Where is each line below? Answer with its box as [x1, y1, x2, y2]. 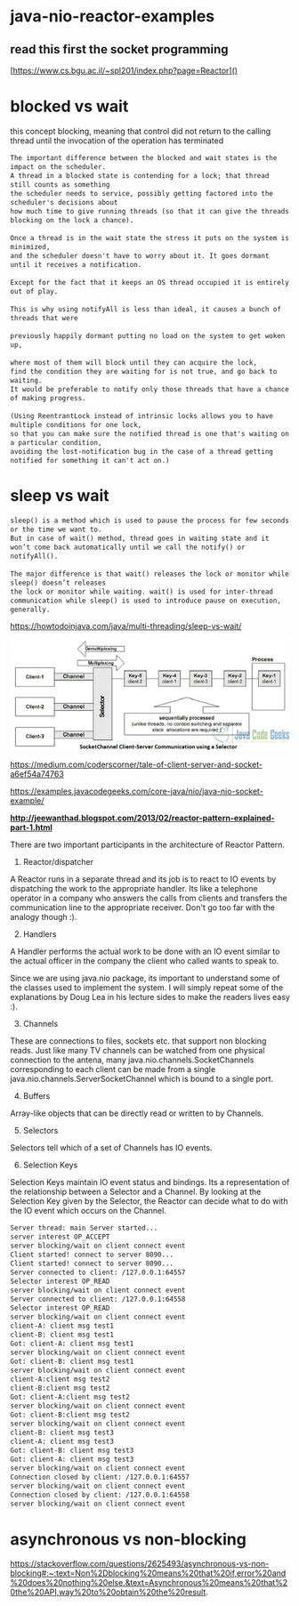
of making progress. [10, 393, 87, 402]
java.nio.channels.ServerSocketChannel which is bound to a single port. [10, 1074, 274, 1085]
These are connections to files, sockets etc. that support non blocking [10, 1036, 267, 1046]
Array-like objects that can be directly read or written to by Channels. [10, 1108, 264, 1118]
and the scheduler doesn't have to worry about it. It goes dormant [10, 251, 270, 260]
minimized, [10, 242, 51, 251]
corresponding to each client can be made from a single [10, 1064, 216, 1075]
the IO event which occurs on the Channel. [10, 1206, 167, 1216]
